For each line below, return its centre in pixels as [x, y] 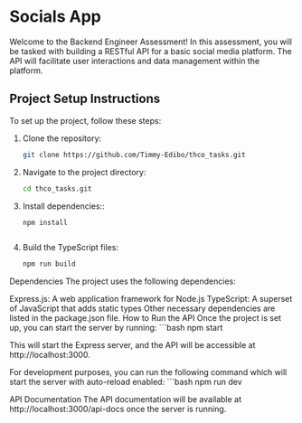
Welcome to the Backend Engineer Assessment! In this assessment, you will [151, 42]
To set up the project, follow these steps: [85, 120]
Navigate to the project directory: [84, 172]
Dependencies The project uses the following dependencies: [123, 281]
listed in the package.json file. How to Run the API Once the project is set [146, 318]
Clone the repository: [62, 138]
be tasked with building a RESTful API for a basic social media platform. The [151, 51]
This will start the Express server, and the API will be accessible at [132, 345]
